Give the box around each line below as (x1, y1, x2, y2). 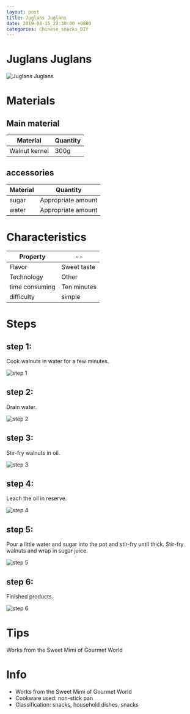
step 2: (6, 387, 34, 397)
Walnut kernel (9, 147, 49, 155)
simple (61, 292, 81, 301)
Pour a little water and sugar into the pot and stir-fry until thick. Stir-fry (6, 540, 184, 548)
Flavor (9, 262, 27, 271)
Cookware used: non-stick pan (15, 694, 93, 702)
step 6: (6, 576, 34, 587)
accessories (6, 167, 54, 178)
